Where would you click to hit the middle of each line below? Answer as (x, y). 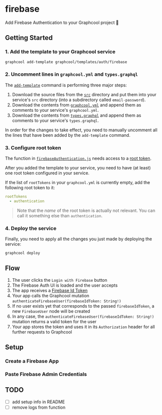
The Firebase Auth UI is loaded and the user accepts (65, 285)
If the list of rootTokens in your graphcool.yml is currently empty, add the (78, 183)
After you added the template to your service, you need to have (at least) (78, 168)
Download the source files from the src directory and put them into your (84, 94)
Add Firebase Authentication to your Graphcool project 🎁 (62, 22)
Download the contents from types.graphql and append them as (77, 115)
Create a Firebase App (32, 361)
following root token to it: (30, 188)
